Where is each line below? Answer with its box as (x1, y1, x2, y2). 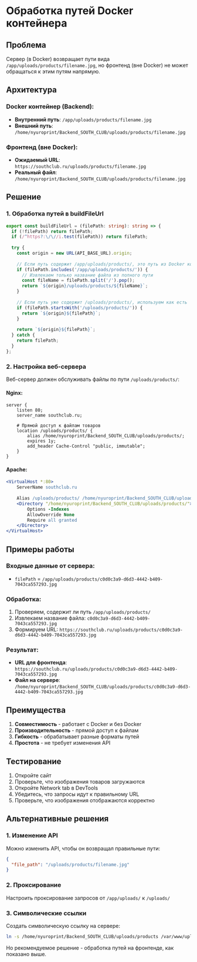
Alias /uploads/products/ (16, 495, 80, 501)
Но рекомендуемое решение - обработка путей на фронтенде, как (6, 944, 174, 951)
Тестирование (6, 756, 62, 767)
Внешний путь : (14, 122, 54, 129)
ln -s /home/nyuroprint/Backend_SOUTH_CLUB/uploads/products (6, 933, 159, 940)
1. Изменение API (6, 832, 59, 840)
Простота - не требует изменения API (14, 740, 111, 747)
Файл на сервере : (14, 677, 60, 684)
